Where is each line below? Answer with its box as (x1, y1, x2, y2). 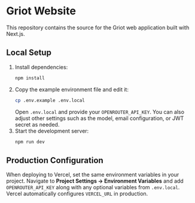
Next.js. (6, 30, 25, 37)
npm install (14, 75, 45, 81)
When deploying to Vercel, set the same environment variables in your (6, 171, 179, 179)
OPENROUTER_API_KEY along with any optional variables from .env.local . (6, 184, 180, 191)
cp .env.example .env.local (14, 97, 85, 103)
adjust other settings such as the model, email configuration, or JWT (14, 115, 184, 122)
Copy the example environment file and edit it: (14, 85, 129, 93)
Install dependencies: (14, 63, 68, 70)
